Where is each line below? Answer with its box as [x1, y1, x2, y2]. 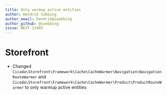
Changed [12, 63, 31, 69]
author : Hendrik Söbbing [5, 12, 57, 17]
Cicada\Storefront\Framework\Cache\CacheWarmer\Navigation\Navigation [12, 70, 162, 75]
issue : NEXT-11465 [5, 26, 43, 31]
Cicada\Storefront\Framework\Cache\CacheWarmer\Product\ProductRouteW [12, 80, 162, 85]
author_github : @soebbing [5, 21, 59, 26]
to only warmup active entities [24, 85, 87, 91]
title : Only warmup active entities [5, 7, 81, 12]
